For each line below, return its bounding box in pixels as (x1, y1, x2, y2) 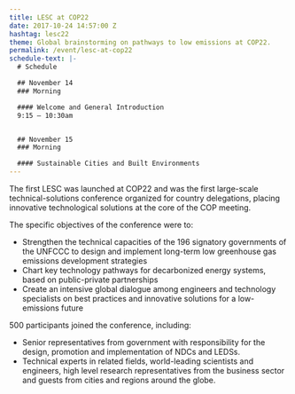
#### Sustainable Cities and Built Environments (17, 159, 200, 169)
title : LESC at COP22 (9, 12, 89, 22)
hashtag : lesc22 (9, 29, 69, 38)
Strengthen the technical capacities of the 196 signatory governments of (21, 237, 287, 247)
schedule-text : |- (9, 54, 77, 63)
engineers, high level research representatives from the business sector (21, 366, 285, 375)
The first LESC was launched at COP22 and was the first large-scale (9, 184, 259, 193)
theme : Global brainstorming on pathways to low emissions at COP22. (9, 37, 272, 47)
